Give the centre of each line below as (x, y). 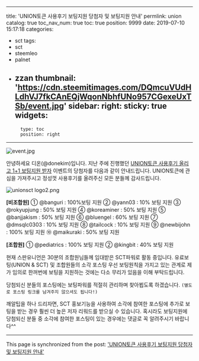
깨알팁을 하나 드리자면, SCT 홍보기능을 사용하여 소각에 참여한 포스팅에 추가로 (95, 303)
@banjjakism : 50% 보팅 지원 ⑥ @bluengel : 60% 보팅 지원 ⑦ (82, 217)
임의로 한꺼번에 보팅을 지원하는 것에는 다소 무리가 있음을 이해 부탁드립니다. (98, 272)
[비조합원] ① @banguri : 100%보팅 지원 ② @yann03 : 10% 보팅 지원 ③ (94, 202)
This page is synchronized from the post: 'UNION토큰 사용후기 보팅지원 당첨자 (99, 344)
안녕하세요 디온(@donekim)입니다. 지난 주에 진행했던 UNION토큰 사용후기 (92, 163)
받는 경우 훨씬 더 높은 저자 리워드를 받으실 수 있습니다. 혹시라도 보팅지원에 (102, 311)
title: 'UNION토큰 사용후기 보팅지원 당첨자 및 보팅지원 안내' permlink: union (94, 16)
